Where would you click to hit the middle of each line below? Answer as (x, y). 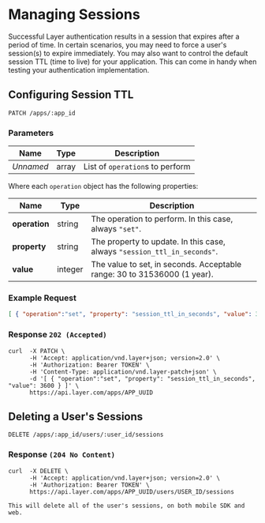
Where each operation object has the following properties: (103, 186)
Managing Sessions (74, 15)
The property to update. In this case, (158, 242)
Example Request (42, 298)
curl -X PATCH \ (37, 351)
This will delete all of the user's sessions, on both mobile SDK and (127, 506)
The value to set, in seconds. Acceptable (166, 265)
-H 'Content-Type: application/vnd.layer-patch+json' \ (123, 372)
